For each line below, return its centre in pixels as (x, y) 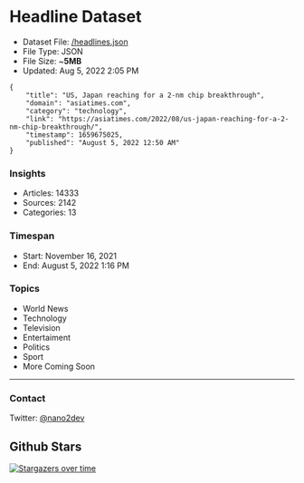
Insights (28, 173)
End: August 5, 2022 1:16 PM (76, 266)
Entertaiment (46, 337)
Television (41, 327)
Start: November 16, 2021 (70, 256)
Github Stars (46, 446)
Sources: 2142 (49, 203)
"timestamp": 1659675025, (75, 135)
